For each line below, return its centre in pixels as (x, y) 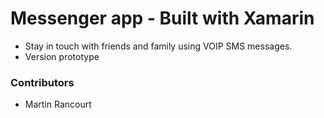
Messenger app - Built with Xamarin (162, 18)
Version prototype (62, 56)
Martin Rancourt (58, 104)
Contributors (42, 82)
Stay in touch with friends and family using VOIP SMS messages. (158, 46)
